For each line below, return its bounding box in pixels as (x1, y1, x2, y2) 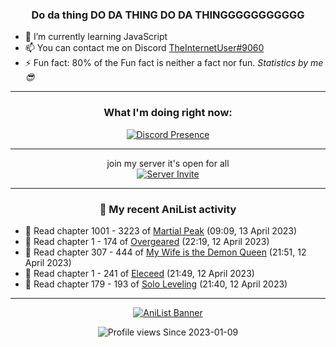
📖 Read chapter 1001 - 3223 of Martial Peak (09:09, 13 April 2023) (24, 224, 298, 237)
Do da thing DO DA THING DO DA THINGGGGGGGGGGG (31, 8, 305, 22)
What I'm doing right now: (103, 106, 233, 120)
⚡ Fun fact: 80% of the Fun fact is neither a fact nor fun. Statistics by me (24, 57, 324, 69)
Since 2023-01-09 (163, 326, 239, 338)
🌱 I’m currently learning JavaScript (24, 31, 168, 43)
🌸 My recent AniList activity (99, 202, 237, 216)
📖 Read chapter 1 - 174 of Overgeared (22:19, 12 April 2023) (24, 235, 270, 247)
